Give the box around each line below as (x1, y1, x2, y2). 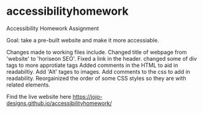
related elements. (6, 81, 50, 88)
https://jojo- (72, 93, 103, 100)
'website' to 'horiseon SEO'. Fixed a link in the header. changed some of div (6, 55, 197, 62)
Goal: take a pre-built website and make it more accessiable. (6, 36, 159, 44)
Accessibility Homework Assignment (6, 25, 99, 32)
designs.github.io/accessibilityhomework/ (6, 99, 112, 107)
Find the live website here (6, 93, 72, 100)
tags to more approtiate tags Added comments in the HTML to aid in (6, 61, 178, 69)
